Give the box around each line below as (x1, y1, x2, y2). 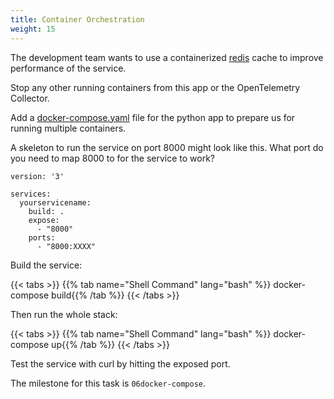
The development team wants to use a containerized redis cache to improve (10, 51, 324, 63)
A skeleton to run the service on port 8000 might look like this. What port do (10, 141, 324, 153)
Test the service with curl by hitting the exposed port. (10, 357, 231, 370)
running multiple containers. (10, 122, 127, 134)
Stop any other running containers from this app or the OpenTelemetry (10, 81, 301, 93)
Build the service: (10, 259, 83, 271)
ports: (28, 232, 56, 243)
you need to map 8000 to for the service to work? (10, 152, 216, 164)
